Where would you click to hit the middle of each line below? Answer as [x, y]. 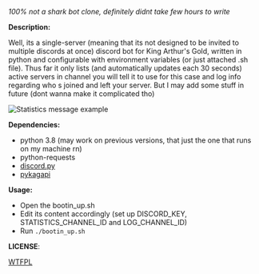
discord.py [38, 166]
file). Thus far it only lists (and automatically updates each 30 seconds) [125, 68]
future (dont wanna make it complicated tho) [82, 94]
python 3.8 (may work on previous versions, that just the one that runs [135, 140]
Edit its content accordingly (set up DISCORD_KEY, [104, 214]
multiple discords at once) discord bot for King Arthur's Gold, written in [125, 51]
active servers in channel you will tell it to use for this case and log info [125, 77]
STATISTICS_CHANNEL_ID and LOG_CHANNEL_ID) [104, 222]
